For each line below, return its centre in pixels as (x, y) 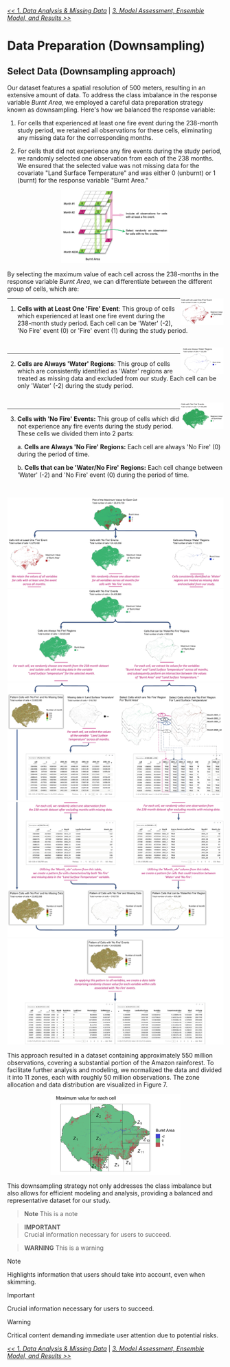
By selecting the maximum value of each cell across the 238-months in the (113, 274)
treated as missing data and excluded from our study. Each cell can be (117, 378)
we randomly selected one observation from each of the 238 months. (115, 158)
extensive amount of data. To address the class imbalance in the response (112, 95)
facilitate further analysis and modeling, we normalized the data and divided (114, 1070)
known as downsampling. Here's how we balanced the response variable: (111, 110)
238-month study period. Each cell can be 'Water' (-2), (95, 323)
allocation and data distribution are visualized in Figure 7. (88, 1085)
